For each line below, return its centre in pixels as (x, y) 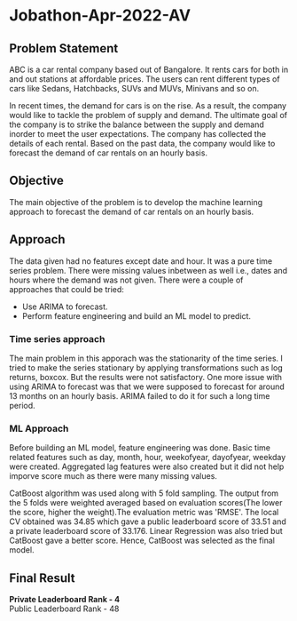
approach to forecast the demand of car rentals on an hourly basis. (132, 211)
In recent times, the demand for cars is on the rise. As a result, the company (148, 106)
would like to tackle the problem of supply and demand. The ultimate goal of (148, 115)
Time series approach (57, 338)
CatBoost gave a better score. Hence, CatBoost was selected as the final (142, 541)
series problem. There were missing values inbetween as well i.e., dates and (148, 270)
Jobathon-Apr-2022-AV (100, 16)
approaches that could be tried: (66, 289)
